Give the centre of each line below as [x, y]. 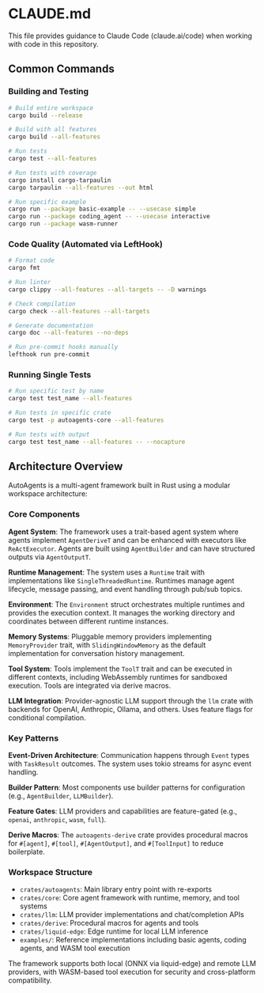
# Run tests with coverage [53, 172]
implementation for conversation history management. [96, 653]
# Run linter [30, 282]
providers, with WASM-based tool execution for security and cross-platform [132, 972]
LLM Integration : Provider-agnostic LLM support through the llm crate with [131, 700]
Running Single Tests [50, 374]
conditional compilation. [47, 718]
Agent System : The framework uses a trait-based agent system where [123, 532]
